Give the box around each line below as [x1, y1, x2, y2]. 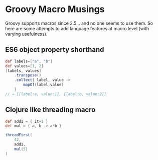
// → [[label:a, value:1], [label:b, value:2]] [5, 92, 107, 97]
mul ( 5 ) [14, 146, 28, 151]
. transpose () [14, 73, 42, 78]
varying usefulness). [5, 31, 48, 37]
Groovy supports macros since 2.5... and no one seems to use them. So [5, 20, 153, 26]
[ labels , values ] [5, 68, 42, 73]
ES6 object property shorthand [5, 45, 104, 54]
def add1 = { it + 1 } [5, 119, 49, 124]
